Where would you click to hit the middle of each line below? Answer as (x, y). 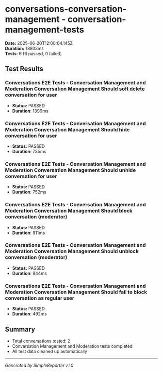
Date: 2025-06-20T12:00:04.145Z (39, 43)
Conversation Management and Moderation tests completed (72, 346)
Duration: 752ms (29, 192)
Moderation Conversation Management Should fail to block (76, 292)
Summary (20, 329)
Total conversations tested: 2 (41, 341)
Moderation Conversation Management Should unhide (70, 170)
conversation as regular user (40, 298)
